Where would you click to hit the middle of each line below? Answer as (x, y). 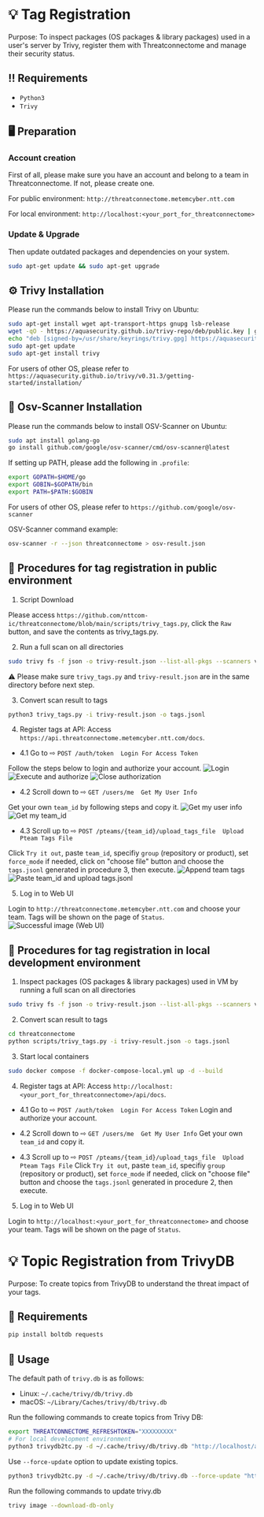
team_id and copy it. (52, 1142)
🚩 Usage (29, 1359)
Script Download (46, 599)
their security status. (42, 54)
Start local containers (54, 1056)
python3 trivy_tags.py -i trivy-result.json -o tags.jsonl (107, 714)
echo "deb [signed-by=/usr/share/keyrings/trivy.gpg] (98, 339)
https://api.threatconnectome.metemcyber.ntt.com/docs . (112, 738)
